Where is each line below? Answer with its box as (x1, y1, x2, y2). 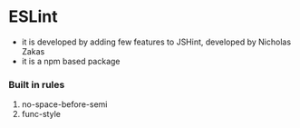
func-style (21, 109, 61, 120)
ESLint (8, 6, 58, 27)
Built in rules (8, 78, 65, 91)
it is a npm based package (21, 55, 121, 66)
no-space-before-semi (21, 99, 108, 110)
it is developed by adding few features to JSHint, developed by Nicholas (21, 36, 292, 47)
